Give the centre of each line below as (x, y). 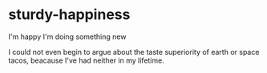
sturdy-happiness (69, 15)
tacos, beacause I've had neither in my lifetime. (86, 60)
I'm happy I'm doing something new (67, 36)
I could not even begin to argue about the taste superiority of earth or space (134, 52)
